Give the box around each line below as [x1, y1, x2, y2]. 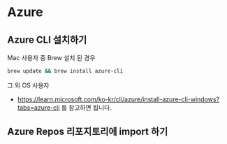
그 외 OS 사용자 [7, 81, 50, 89]
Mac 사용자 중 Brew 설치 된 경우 [7, 54, 96, 62]
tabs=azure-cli [17, 103, 60, 112]
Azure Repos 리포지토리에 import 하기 [7, 126, 168, 138]
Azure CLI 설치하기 [7, 34, 87, 45]
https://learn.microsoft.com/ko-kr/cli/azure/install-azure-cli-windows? [17, 95, 220, 103]
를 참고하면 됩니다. [61, 103, 112, 112]
